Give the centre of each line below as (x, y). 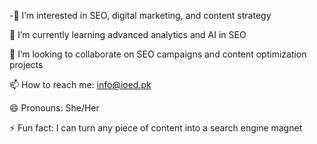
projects (26, 64)
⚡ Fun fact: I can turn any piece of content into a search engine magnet (156, 128)
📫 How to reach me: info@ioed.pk (80, 84)
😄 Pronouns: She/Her (54, 108)
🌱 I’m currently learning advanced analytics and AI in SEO (128, 34)
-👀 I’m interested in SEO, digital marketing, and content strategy (140, 15)
